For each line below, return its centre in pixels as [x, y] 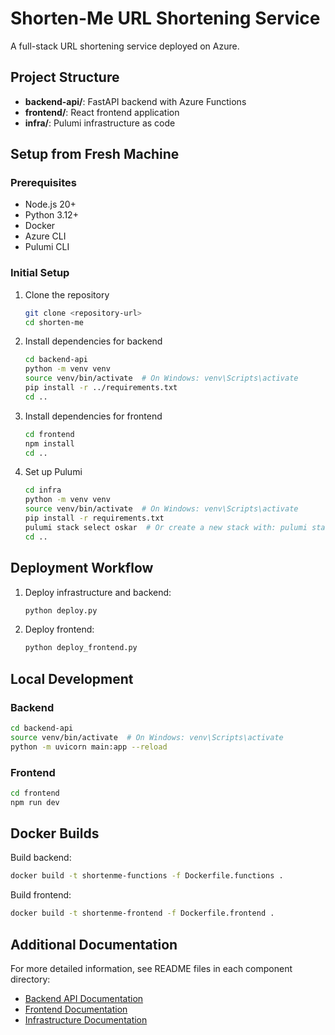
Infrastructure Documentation [86, 1020]
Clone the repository [67, 294]
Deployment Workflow [82, 568]
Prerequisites [43, 183]
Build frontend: [41, 895]
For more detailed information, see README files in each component [151, 969]
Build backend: [41, 858]
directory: [30, 979]
